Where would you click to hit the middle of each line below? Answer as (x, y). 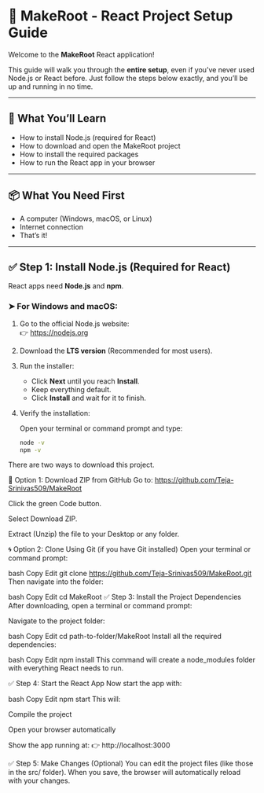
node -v (32, 442)
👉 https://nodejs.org (54, 332)
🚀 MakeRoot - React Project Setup (121, 16)
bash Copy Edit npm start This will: (64, 699)
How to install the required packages (79, 154)
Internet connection (51, 226)
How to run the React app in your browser (87, 162)
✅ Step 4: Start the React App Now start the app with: (95, 684)
